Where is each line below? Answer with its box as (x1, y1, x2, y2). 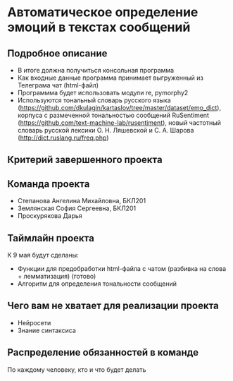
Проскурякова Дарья (17, 212, 82, 220)
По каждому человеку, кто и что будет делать (7, 365, 146, 374)
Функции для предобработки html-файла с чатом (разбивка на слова (17, 265, 227, 273)
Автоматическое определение (7, 4, 199, 20)
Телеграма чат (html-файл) (17, 81, 99, 89)
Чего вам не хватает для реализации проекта (7, 300, 220, 312)
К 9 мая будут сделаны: (7, 251, 79, 260)
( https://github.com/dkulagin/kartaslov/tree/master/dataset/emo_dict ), (17, 104, 222, 111)
